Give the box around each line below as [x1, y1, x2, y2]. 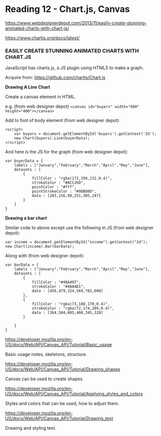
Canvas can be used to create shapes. [5, 376, 84, 382]
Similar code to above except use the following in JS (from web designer [5, 225, 154, 231]
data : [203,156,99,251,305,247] [31, 193, 101, 199]
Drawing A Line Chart [5, 84, 51, 90]
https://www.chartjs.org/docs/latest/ [5, 35, 80, 41]
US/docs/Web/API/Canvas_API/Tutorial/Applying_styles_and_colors [5, 391, 143, 397]
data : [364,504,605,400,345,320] [31, 310, 103, 316]
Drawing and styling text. [5, 425, 57, 431]
